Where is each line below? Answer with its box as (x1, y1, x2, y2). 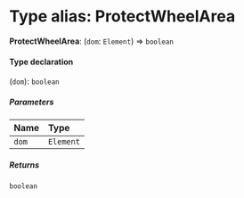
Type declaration (9, 56, 74, 67)
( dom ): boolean (9, 76, 60, 87)
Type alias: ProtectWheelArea (9, 6, 236, 27)
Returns (9, 159, 40, 170)
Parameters (9, 96, 54, 107)
